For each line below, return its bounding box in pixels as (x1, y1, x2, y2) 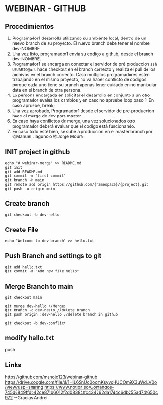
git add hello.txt (5, 265, 42, 270)
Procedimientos (5, 22, 54, 31)
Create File (5, 226, 39, 234)
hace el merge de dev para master (12, 113, 81, 118)
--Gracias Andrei (14, 394, 48, 400)
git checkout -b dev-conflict (5, 321, 66, 326)
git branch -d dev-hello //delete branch (5, 308, 90, 313)
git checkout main (5, 295, 42, 300)
